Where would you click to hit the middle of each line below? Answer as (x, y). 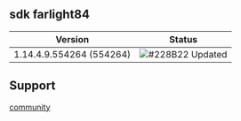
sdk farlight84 (50, 15)
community (30, 107)
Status (183, 39)
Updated (209, 54)
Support (32, 86)
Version (72, 39)
